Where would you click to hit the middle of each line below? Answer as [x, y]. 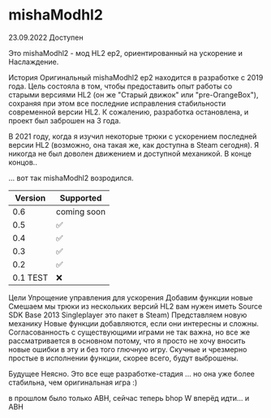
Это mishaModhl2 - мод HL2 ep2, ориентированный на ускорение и [126, 53]
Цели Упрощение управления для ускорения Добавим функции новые [131, 297]
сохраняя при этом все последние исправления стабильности [117, 103]
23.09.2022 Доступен [46, 37]
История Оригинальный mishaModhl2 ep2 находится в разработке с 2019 [136, 77]
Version [30, 198]
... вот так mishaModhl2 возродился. [71, 178]
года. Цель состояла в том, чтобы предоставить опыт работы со [120, 86]
